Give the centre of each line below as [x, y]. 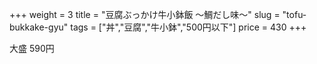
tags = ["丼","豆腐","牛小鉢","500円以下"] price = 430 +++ [188, 27]
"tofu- [294, 14]
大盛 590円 [32, 48]
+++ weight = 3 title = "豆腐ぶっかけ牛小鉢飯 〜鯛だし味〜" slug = [145, 14]
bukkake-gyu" [39, 27]
